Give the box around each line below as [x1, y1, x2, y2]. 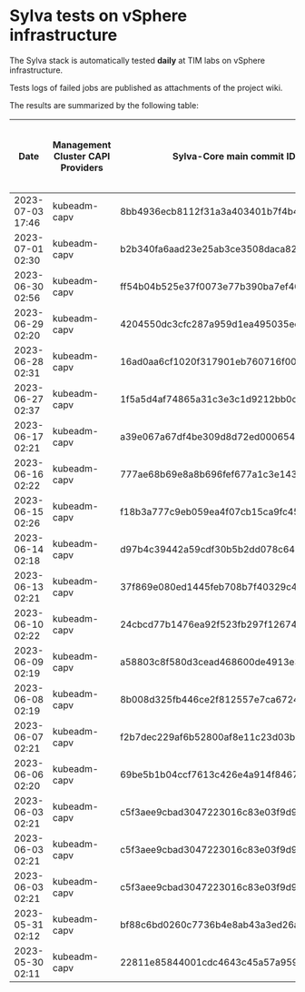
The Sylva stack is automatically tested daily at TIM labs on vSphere [9, 55, 266, 66]
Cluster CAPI [53, 149, 111, 162]
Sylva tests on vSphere [9, 5, 188, 26]
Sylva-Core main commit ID [172, 149, 296, 162]
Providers [60, 161, 103, 174]
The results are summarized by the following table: [9, 99, 200, 110]
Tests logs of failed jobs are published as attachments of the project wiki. [9, 82, 283, 93]
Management [52, 138, 112, 151]
